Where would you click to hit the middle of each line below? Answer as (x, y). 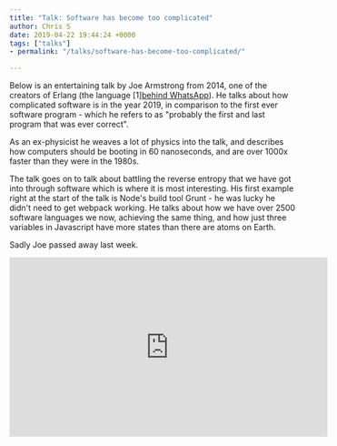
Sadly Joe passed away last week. (74, 245)
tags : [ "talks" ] (40, 43)
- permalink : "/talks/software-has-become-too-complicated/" (128, 52)
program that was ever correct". (69, 125)
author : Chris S (40, 26)
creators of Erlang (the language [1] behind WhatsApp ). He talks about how (149, 96)
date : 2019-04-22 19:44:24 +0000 (73, 35)
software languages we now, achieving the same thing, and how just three (148, 218)
